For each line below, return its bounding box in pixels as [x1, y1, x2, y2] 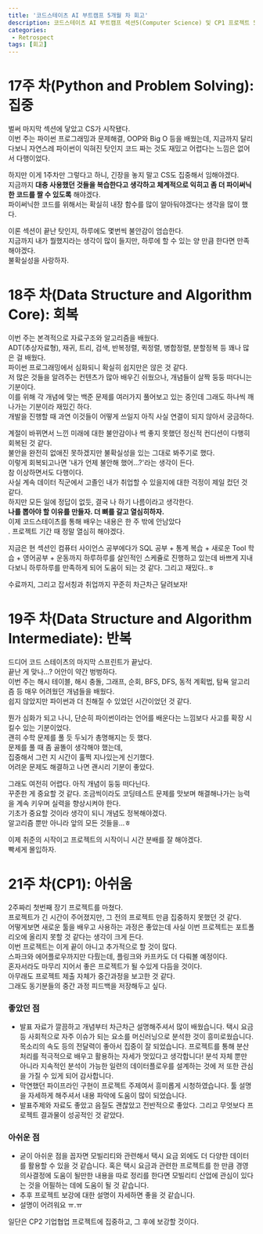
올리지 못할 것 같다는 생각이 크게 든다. [28, 932, 144, 941]
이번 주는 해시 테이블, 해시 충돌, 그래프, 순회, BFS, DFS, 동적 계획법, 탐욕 [8, 676, 229, 686]
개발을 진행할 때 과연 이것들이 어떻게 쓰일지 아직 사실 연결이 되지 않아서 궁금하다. [8, 412, 254, 421]
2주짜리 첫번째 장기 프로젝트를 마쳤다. [8, 903, 124, 912]
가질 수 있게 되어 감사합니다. [27, 1071, 113, 1081]
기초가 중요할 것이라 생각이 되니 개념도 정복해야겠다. [8, 808, 167, 818]
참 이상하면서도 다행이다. [8, 468, 84, 477]
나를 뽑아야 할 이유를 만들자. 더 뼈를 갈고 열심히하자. [8, 507, 164, 516]
